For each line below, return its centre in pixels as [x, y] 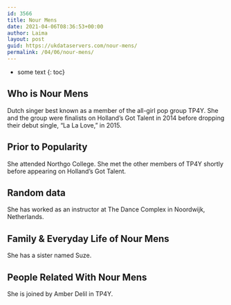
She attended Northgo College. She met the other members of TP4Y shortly [115, 164]
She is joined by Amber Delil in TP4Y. [60, 294]
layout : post [26, 40]
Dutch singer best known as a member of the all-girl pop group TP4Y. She [113, 110]
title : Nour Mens [32, 20]
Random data [36, 192]
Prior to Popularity [47, 147]
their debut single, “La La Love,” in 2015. [65, 125]
